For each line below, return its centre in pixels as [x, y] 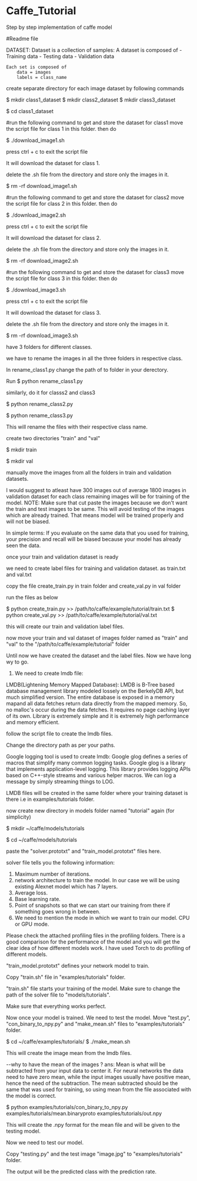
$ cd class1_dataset [30, 111]
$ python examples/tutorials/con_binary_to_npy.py [67, 1107]
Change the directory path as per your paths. [61, 745]
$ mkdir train [21, 450]
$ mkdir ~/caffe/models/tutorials [45, 828]
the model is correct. [31, 1096]
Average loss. [31, 893]
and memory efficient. [33, 722]
